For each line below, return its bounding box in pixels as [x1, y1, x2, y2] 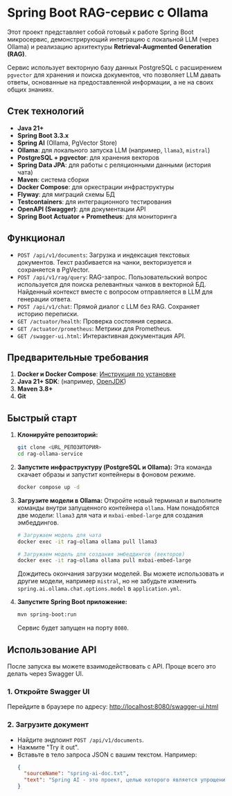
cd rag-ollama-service [17, 450, 83, 458]
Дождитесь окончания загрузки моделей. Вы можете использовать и [17, 569, 224, 578]
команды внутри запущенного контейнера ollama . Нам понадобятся [17, 504, 220, 512]
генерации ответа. [17, 294, 73, 303]
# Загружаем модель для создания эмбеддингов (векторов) [17, 551, 186, 558]
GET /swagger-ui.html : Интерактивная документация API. [17, 331, 186, 340]
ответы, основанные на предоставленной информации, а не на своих [7, 78, 214, 86]
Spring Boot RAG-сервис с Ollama [7, 5, 209, 21]
